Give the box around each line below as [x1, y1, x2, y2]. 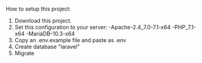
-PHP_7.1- [171, 24, 196, 31]
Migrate [14, 50, 35, 57]
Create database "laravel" [14, 43, 80, 50]
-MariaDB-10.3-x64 [26, 30, 75, 37]
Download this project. [14, 17, 72, 24]
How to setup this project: [6, 6, 71, 12]
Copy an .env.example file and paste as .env [14, 37, 127, 43]
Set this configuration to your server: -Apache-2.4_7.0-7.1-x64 [14, 24, 171, 31]
